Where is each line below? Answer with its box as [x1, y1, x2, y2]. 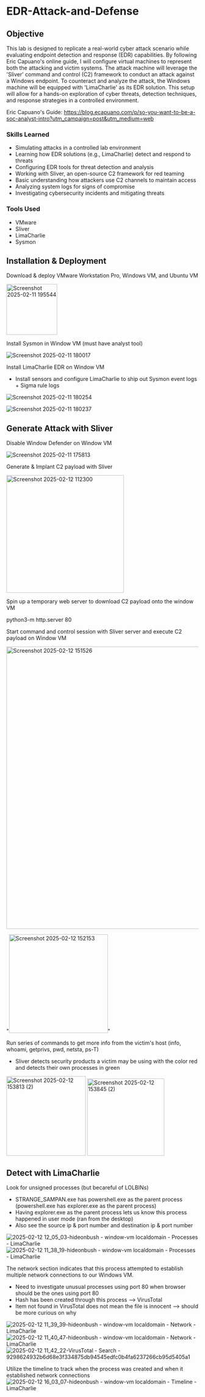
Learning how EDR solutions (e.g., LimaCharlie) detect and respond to [15, 151, 191, 158]
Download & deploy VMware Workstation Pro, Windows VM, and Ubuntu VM [6, 272, 198, 279]
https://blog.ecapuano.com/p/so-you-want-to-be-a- [63, 109, 196, 115]
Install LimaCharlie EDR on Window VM [6, 363, 105, 371]
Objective [6, 29, 45, 39]
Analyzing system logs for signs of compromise [15, 183, 135, 191]
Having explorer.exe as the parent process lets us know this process [15, 1209, 187, 1216]
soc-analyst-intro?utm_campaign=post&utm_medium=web [6, 115, 154, 122]
